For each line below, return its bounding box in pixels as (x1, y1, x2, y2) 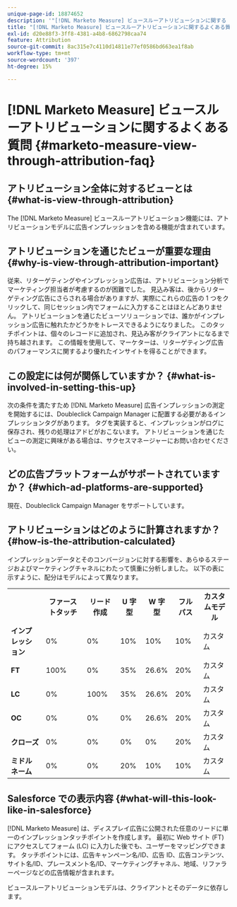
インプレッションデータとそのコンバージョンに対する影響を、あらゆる (7, 555, 211, 563)
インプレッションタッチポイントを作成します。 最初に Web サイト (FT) (19, 833, 224, 841)
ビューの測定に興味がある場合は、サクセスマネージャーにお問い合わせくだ (7, 437, 224, 445)
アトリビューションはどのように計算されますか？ (7, 524, 221, 536)
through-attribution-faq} (7, 153, 156, 168)
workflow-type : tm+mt (7, 50, 71, 57)
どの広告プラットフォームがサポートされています (7, 468, 220, 480)
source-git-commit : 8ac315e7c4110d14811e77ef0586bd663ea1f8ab (7, 43, 194, 50)
